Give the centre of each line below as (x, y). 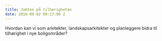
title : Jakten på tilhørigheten (38, 10)
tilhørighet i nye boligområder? (36, 33)
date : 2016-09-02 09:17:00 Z (35, 14)
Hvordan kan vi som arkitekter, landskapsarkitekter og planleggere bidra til (81, 28)
